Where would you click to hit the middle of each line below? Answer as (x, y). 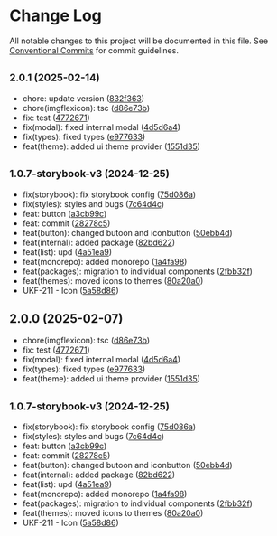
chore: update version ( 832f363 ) (83, 98)
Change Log (55, 16)
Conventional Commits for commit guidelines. (94, 50)
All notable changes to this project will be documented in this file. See (139, 41)
